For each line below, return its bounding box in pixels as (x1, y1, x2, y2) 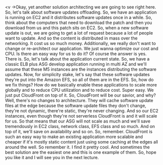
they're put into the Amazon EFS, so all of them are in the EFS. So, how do (5, 77, 154, 82)
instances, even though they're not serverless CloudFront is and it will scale (5, 113, 157, 119)
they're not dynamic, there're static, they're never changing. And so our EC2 (5, 108, 159, 114)
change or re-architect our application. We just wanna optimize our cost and (5, 46, 159, 51)
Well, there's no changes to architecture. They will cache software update (5, 98, 154, 103)
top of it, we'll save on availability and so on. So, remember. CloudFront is (5, 129, 153, 134)
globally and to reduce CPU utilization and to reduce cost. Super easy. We (5, 87, 154, 93)
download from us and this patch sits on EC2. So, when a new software (5, 25, 149, 31)
